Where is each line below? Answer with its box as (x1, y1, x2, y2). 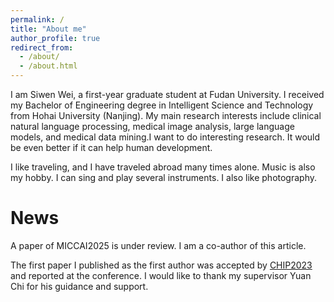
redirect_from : (10, 42, 74, 53)
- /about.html (19, 61, 78, 71)
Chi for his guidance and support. (10, 280, 149, 292)
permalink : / (10, 14, 65, 25)
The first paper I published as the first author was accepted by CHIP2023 (10, 259, 313, 271)
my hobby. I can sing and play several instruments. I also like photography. (10, 172, 318, 183)
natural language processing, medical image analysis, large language (10, 121, 295, 132)
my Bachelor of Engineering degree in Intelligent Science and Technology (10, 99, 314, 111)
